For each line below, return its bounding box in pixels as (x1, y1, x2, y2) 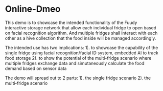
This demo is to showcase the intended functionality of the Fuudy (5, 20, 138, 25)
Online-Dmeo (5, 3, 61, 15)
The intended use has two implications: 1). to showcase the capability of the (5, 45, 158, 50)
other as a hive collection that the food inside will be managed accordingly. (5, 35, 156, 41)
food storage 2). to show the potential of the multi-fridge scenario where (5, 55, 152, 61)
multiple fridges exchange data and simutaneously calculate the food (5, 60, 144, 66)
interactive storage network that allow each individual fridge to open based (5, 24, 157, 30)
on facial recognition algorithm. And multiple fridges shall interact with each (5, 30, 158, 36)
